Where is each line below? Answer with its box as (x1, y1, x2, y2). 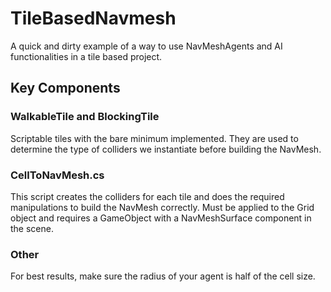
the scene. (10, 222, 54, 234)
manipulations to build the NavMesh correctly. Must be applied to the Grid (10, 201, 315, 213)
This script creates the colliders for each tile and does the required (10, 190, 285, 202)
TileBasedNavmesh (10, 7, 177, 30)
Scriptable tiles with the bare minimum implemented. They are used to (10, 132, 299, 144)
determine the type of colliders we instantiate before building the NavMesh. (10, 143, 322, 155)
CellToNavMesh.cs (10, 168, 105, 182)
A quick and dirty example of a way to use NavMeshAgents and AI (10, 40, 283, 52)
